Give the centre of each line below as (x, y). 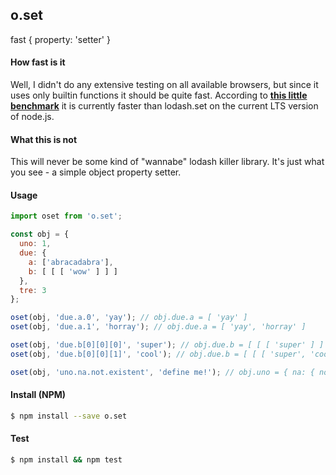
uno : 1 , (35, 244)
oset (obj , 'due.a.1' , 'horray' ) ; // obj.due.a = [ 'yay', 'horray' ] (158, 327)
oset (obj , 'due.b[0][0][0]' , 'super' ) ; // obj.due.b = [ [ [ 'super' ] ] (167, 345)
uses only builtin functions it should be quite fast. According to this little (159, 95)
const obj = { (40, 234)
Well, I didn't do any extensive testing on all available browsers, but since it (164, 85)
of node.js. (32, 117)
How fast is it (38, 62)
